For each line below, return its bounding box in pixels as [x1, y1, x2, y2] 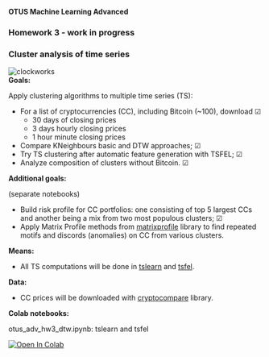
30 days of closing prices [31, 115, 117, 125]
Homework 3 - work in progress [8, 27, 135, 38]
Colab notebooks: [8, 309, 70, 318]
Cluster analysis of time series [8, 48, 130, 60]
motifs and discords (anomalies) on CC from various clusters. [19, 230, 224, 240]
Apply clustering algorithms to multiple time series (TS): [8, 91, 193, 101]
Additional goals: [8, 173, 67, 184]
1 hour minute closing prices [31, 132, 126, 142]
